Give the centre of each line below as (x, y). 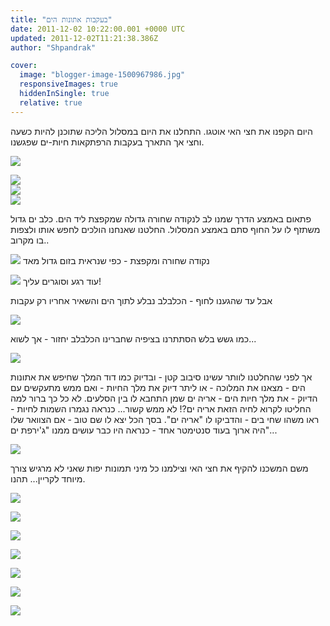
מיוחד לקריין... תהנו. (48, 478)
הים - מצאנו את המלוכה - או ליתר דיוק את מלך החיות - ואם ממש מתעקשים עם (158, 387)
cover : (24, 66)
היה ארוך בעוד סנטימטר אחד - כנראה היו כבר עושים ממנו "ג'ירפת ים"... (144, 430)
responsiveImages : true (68, 84)
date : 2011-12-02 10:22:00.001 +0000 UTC (98, 29)
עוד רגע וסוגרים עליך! (62, 281)
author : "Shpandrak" (53, 47)
